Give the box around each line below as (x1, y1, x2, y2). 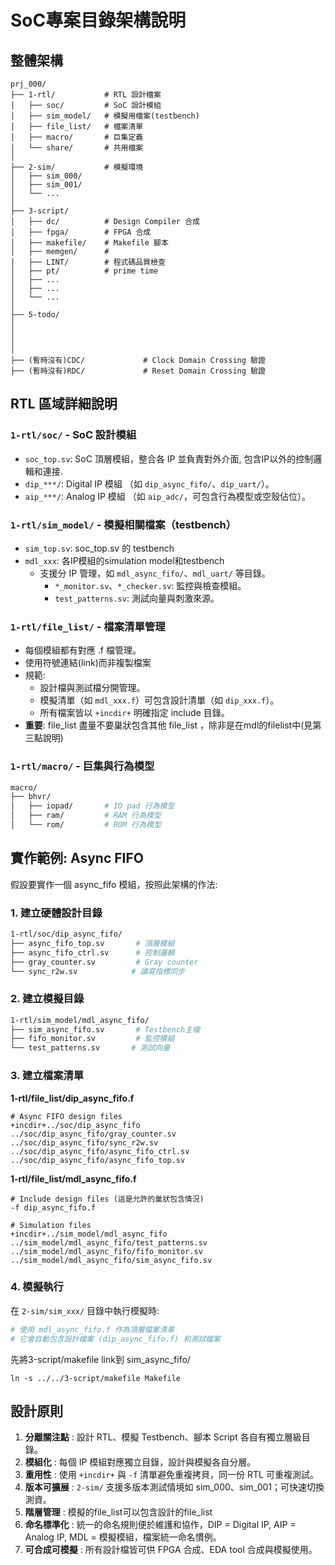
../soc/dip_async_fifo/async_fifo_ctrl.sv (10, 1146, 190, 1156)
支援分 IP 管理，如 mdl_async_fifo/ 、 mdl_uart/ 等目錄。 (39, 567, 271, 579)
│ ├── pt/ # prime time (10, 266, 159, 276)
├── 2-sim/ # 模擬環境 (10, 162, 144, 172)
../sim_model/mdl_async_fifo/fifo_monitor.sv (10, 1246, 203, 1256)
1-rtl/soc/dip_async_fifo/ (10, 929, 123, 940)
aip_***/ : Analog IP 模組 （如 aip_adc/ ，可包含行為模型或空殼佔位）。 (24, 490, 311, 502)
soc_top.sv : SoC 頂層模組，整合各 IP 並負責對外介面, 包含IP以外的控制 (24, 452, 314, 465)
